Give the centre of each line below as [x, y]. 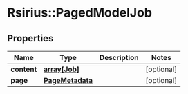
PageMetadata [68, 81]
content [24, 69]
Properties [30, 38]
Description [119, 58]
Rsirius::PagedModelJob [80, 13]
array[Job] [62, 69]
